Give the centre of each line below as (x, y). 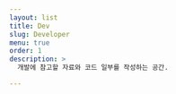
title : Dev (30, 26)
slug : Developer (40, 34)
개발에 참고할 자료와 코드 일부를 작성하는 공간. (93, 68)
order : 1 (26, 51)
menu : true (30, 43)
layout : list (34, 17)
